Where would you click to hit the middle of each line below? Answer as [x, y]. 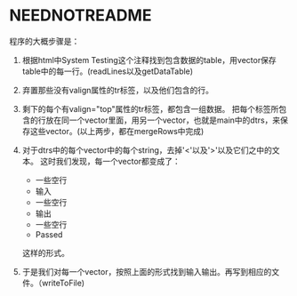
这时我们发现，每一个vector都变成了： [110, 161]
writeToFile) [63, 283]
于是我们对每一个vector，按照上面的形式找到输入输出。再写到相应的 [147, 271]
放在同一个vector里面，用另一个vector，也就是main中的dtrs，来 [163, 120]
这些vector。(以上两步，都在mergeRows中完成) [117, 131]
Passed [49, 234]
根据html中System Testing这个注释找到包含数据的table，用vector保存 [149, 60]
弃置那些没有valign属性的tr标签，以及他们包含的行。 [117, 90]
